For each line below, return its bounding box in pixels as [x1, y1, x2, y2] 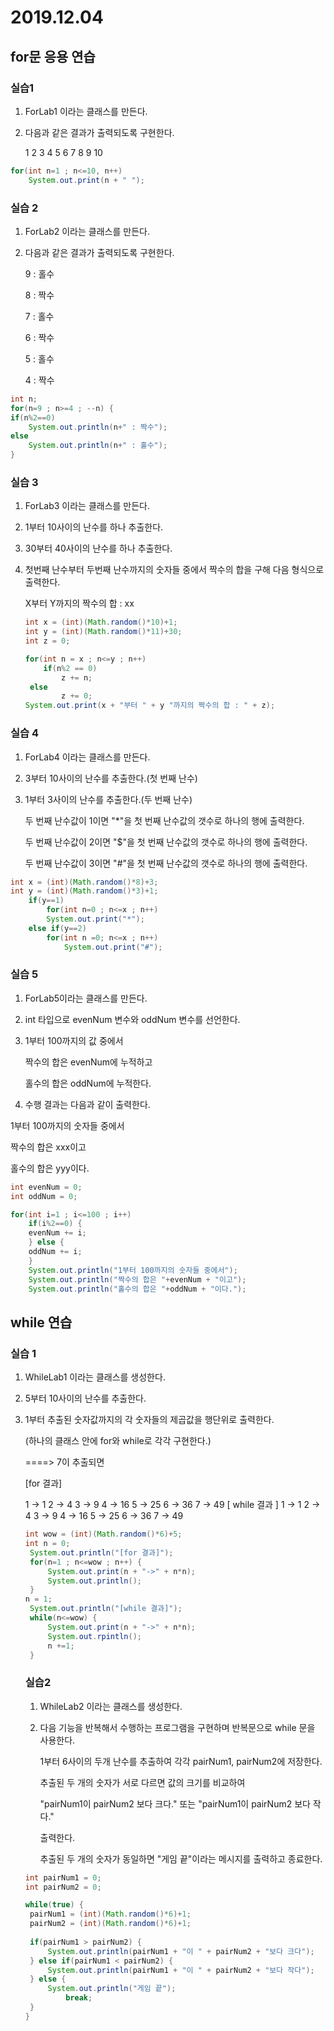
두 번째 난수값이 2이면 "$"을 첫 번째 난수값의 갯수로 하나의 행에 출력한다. [24, 836, 308, 848]
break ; [65, 1993, 93, 2003]
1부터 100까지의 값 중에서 [24, 1034, 124, 1046]
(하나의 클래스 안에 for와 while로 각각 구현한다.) [24, 1435, 212, 1447]
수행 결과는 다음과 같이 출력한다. [24, 1098, 151, 1110]
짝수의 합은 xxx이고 [10, 1141, 87, 1153]
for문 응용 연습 [10, 48, 96, 65]
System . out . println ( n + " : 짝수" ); [28, 422, 168, 432]
